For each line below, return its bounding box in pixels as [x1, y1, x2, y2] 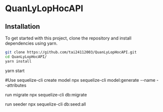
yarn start [5, 68, 25, 74]
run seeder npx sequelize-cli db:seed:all [5, 101, 86, 107]
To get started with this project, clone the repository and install [5, 35, 132, 41]
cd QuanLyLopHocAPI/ [5, 54, 47, 59]
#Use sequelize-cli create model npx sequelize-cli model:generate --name [5, 77, 156, 83]
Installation [5, 22, 40, 31]
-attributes [5, 82, 27, 88]
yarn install [5, 59, 32, 64]
